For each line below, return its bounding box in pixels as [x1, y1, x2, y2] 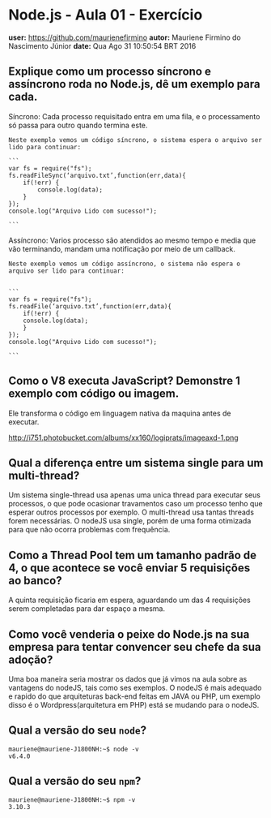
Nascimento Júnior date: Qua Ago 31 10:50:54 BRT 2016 [8, 41, 197, 50]
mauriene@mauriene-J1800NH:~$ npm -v [8, 795, 136, 804]
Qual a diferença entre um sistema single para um [8, 456, 264, 470]
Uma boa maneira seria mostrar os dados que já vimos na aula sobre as [8, 674, 248, 683]
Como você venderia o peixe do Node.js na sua [8, 627, 250, 641]
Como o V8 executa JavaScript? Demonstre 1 [8, 374, 240, 388]
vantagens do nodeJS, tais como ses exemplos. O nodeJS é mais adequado [8, 683, 262, 692]
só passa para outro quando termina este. [8, 120, 148, 130]
